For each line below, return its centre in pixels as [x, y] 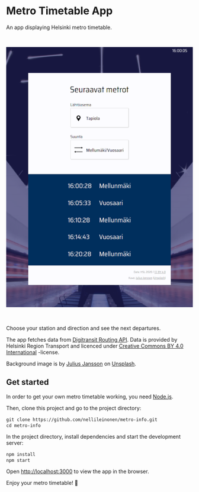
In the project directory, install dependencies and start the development [93, 436]
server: [15, 443]
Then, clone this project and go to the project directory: [74, 408]
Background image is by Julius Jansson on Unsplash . [71, 364]
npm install [21, 454]
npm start [18, 460]
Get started [28, 382]
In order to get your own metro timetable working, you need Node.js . [90, 396]
